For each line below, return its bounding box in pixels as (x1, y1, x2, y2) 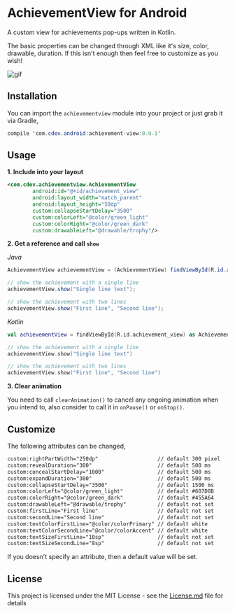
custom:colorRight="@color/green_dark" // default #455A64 (7, 495, 215, 502)
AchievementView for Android (7, 5, 187, 21)
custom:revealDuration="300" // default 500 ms (7, 462, 211, 469)
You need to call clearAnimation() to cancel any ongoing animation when (7, 395, 219, 404)
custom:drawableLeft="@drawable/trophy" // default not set (7, 501, 215, 508)
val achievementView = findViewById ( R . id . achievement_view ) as (7, 331, 196, 338)
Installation (7, 90, 57, 102)
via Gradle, (7, 116, 38, 125)
